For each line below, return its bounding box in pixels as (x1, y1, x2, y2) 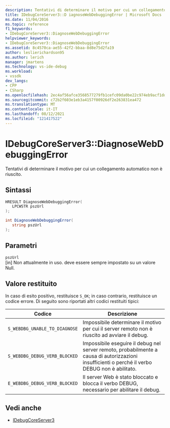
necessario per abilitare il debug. (82, 386, 161, 393)
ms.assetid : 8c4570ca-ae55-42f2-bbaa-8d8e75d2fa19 (5, 45, 114, 50)
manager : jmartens (5, 59, 44, 65)
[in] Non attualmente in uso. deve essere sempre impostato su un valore (5, 259, 156, 265)
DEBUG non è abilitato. (82, 365, 137, 373)
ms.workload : (5, 69, 33, 74)
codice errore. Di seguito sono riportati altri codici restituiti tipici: (5, 298, 140, 304)
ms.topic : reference (5, 21, 49, 27)
